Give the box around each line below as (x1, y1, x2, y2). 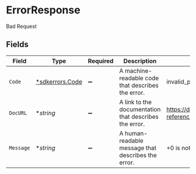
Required (87, 56, 114, 65)
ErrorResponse (6, 3, 80, 17)
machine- (124, 66, 153, 74)
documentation (119, 105, 161, 113)
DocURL (9, 109, 27, 116)
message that (119, 144, 157, 152)
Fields (6, 40, 29, 49)
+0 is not (166, 144, 191, 152)
